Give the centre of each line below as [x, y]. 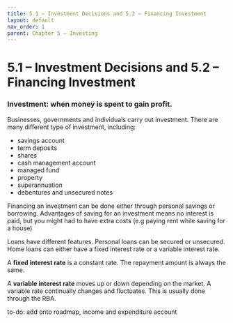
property [30, 177]
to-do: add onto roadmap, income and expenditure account [92, 312]
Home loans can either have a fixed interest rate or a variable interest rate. [114, 249]
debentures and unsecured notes [65, 192]
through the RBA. [32, 298]
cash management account [56, 163]
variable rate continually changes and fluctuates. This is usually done [106, 291]
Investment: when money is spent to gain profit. [90, 104]
